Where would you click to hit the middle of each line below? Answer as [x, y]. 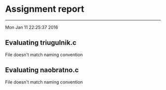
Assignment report [45, 9]
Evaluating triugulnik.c [41, 43]
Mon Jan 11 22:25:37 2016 [32, 27]
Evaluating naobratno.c [42, 70]
